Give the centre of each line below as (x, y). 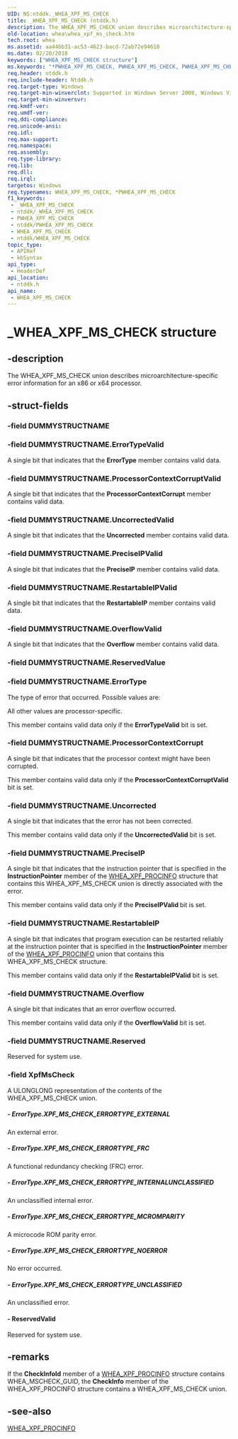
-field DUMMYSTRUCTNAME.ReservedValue (86, 662)
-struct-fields (38, 405)
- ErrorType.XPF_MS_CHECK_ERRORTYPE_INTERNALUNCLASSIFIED (111, 1182)
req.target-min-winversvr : (47, 100)
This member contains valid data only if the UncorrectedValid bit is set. (112, 835)
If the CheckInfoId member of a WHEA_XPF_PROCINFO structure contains (116, 1374)
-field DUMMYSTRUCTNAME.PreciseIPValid (85, 554)
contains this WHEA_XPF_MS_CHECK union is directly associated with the (115, 884)
